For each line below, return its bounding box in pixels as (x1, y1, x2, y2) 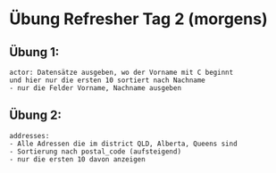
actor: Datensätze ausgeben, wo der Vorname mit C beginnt (9, 68, 234, 77)
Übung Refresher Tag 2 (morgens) (9, 9, 268, 29)
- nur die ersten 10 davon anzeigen (9, 154, 146, 164)
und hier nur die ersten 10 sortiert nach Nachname (9, 76, 205, 85)
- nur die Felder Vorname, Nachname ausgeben (9, 84, 181, 93)
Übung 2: (9, 108, 63, 123)
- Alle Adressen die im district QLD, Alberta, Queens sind (9, 139, 238, 148)
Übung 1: (9, 45, 60, 60)
